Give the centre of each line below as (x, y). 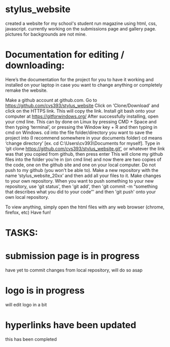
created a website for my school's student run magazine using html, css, (81, 23)
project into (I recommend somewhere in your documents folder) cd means (84, 137)
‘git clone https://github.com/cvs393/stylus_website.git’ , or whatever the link (85, 149)
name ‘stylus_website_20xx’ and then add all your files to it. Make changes (83, 176)
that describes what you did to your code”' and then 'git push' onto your (81, 192)
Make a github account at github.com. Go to (51, 100)
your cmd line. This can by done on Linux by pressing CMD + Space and (81, 122)
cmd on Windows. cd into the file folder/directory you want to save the (79, 132)
